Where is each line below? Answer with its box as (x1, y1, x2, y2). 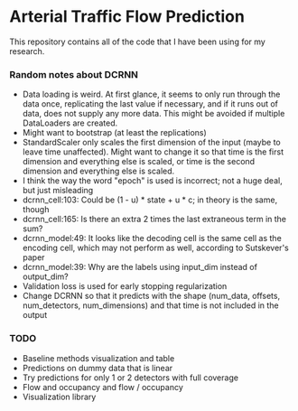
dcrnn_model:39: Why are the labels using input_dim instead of (22, 262, 257, 273)
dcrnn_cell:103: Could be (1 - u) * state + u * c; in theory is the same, (22, 194, 278, 205)
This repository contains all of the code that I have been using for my (9, 36, 266, 47)
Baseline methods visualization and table (22, 352, 175, 363)
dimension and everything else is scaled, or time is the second (22, 156, 256, 167)
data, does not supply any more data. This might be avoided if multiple (22, 108, 285, 119)
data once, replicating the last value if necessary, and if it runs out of (22, 98, 278, 109)
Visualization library (22, 391, 97, 402)
